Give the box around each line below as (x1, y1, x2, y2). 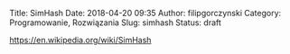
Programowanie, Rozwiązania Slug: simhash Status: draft (9, 17, 221, 28)
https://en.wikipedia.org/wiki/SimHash (9, 35, 152, 45)
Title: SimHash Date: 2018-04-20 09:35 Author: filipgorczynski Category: (9, 8, 282, 18)
